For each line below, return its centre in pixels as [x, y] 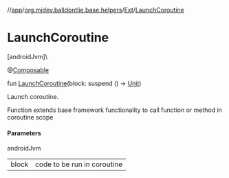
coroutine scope [30, 117]
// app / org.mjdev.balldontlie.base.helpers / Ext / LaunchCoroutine [96, 10]
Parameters [24, 133]
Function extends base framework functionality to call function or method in [115, 110]
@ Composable [28, 70]
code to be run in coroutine [79, 164]
